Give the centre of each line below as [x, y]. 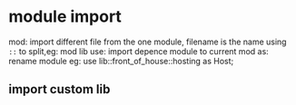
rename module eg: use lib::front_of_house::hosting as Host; [121, 61]
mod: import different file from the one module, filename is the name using [148, 42]
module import [65, 17]
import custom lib [59, 89]
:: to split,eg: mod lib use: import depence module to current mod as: [138, 51]
